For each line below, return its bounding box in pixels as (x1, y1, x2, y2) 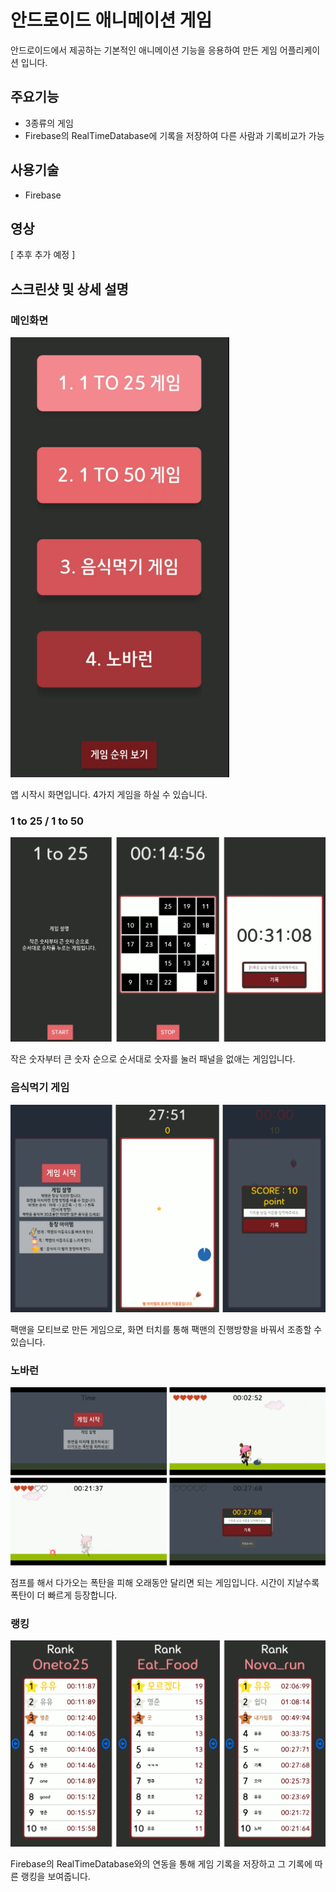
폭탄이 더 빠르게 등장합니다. (10, 1589, 118, 1601)
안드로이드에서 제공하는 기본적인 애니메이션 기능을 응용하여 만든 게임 (10, 44, 278, 56)
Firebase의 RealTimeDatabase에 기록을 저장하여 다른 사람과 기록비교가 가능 (24, 129, 325, 141)
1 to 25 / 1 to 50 (10, 814, 85, 828)
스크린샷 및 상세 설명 (10, 281, 129, 298)
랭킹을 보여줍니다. (20, 1871, 91, 1883)
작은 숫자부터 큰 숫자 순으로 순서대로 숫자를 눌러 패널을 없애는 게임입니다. (10, 1053, 296, 1065)
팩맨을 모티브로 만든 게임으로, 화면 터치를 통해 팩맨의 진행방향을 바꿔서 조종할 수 (10, 1323, 323, 1335)
